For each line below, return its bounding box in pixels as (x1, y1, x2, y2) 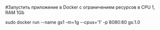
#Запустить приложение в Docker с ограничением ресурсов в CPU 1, (5, 4, 155, 10)
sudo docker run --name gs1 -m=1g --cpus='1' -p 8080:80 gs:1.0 (5, 19, 140, 25)
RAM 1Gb (5, 9, 24, 15)
